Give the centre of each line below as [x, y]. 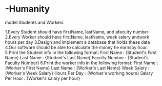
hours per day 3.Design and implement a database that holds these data [78, 42]
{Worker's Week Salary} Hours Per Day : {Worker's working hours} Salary [79, 73]
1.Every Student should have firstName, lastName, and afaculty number [77, 32]
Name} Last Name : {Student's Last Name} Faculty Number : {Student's [77, 57]
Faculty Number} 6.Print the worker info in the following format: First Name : [81, 63]
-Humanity [28, 9]
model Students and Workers [34, 22]
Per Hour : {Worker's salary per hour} [43, 78]
